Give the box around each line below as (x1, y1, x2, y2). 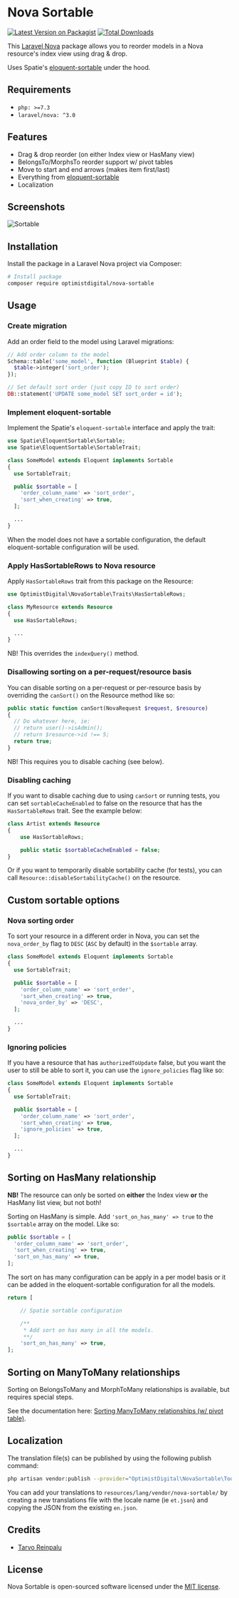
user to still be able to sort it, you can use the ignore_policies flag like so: (7, 1066, 224, 1074)
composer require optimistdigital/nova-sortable (7, 280, 154, 287)
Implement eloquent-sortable (7, 407, 112, 417)
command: (7, 1461, 39, 1470)
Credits (7, 1524, 41, 1536)
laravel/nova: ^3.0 (17, 111, 76, 118)
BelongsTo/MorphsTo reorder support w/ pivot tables (17, 158, 174, 166)
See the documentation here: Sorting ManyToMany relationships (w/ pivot (7, 1407, 224, 1415)
